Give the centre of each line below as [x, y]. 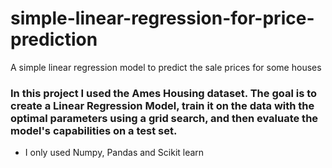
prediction [54, 39]
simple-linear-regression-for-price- [162, 18]
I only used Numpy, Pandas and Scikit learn [114, 153]
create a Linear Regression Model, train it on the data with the [162, 105]
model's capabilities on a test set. [94, 130]
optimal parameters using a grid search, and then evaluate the [164, 118]
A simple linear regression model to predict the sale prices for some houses [166, 67]
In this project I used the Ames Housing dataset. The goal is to [164, 93]
